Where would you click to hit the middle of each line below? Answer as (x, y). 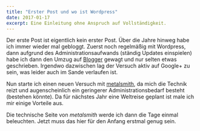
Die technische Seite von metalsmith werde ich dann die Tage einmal (92, 115)
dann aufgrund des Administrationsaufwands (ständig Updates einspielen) (99, 53)
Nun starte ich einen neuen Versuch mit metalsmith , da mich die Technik (97, 84)
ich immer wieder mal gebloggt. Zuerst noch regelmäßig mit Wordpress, (96, 46)
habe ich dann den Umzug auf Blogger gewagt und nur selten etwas (92, 59)
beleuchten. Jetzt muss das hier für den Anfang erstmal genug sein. (91, 121)
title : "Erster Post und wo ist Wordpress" (62, 12)
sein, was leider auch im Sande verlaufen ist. (62, 72)
